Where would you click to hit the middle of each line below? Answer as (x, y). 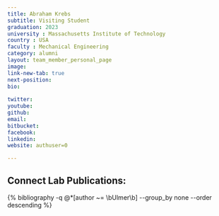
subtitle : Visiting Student (49, 21)
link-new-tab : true (36, 73)
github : (19, 113)
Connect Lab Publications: (67, 180)
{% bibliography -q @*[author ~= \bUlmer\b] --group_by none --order (109, 197)
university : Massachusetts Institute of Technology (87, 34)
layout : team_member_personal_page (60, 60)
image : (17, 67)
